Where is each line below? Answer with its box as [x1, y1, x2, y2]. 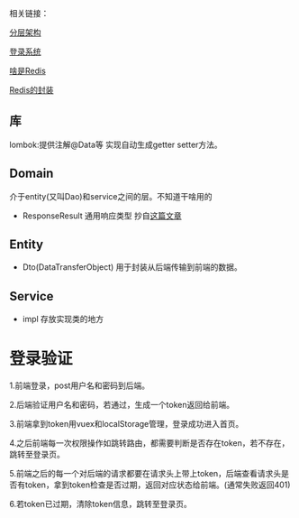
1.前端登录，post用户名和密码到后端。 [9, 380, 150, 391]
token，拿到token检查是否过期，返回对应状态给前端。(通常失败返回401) [24, 479, 291, 490]
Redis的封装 [9, 85, 54, 95]
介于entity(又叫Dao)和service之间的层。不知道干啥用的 [9, 190, 213, 201]
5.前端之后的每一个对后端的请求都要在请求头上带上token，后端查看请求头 [9, 468, 282, 479]
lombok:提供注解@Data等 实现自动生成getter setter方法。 [9, 139, 222, 150]
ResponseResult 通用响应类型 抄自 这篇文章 [22, 210, 182, 221]
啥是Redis [9, 66, 47, 76]
